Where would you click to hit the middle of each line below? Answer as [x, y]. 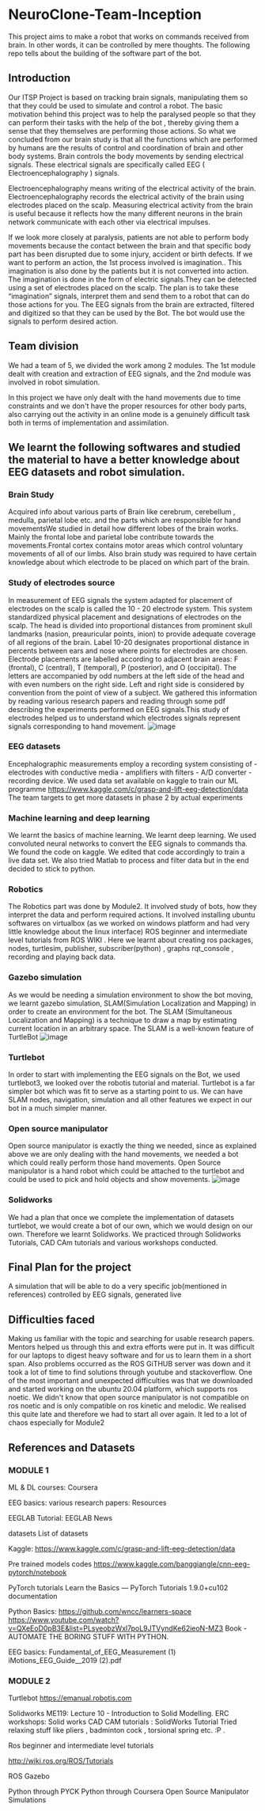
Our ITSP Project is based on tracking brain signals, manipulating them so [128, 97]
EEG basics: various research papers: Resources [87, 1502]
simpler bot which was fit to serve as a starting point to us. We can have [126, 1091]
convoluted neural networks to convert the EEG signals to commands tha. [128, 843]
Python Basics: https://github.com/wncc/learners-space [100, 1611]
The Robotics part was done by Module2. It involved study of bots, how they [132, 907]
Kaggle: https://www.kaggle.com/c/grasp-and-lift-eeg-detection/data [122, 1548]
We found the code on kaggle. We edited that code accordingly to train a [127, 852]
